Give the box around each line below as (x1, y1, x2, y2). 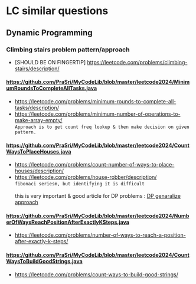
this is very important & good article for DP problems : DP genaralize (14, 192, 181, 200)
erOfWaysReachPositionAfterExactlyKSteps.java (6, 218, 130, 226)
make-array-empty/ (14, 117, 63, 124)
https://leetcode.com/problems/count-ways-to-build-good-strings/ (14, 270, 179, 278)
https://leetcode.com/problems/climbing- (87, 58, 188, 66)
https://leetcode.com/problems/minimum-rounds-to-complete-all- (14, 98, 177, 105)
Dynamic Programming (6, 28, 93, 38)
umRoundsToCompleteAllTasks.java (6, 84, 97, 92)
